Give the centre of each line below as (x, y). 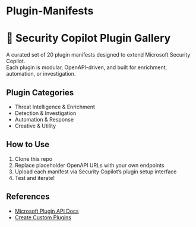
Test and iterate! (35, 178)
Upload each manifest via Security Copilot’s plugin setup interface (96, 172)
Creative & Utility (35, 126)
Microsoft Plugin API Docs (47, 211)
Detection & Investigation (45, 113)
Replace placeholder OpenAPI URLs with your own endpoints (89, 165)
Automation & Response (44, 119)
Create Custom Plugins (43, 217)
